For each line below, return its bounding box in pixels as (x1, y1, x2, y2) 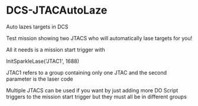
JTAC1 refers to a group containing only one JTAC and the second (6, 69, 167, 76)
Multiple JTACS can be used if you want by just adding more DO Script (6, 86, 178, 94)
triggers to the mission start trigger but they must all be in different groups (6, 93, 187, 100)
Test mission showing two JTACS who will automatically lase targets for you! (6, 34, 193, 41)
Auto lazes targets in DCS (6, 23, 69, 30)
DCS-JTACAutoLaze (6, 4, 108, 17)
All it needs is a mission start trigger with (6, 46, 105, 53)
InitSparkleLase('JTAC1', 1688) (6, 57, 80, 65)
